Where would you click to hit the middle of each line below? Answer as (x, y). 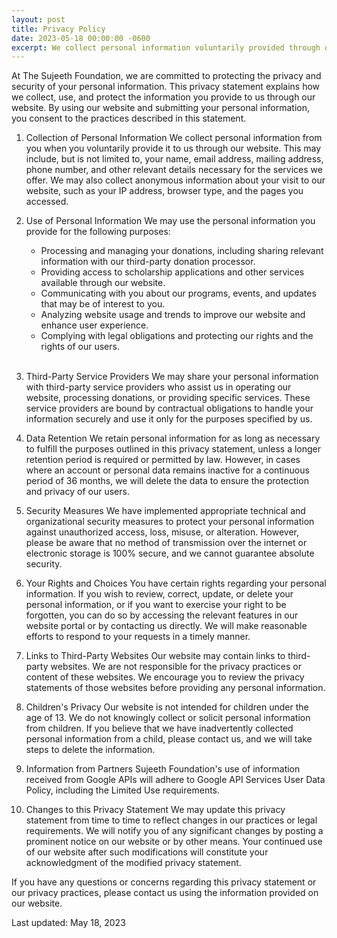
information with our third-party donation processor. (148, 262)
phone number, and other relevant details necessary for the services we (174, 170)
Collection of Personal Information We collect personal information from (174, 138)
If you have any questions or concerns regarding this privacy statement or (164, 882)
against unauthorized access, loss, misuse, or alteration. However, (162, 532)
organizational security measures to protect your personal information (170, 522)
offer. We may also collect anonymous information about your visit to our (175, 180)
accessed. (47, 202)
